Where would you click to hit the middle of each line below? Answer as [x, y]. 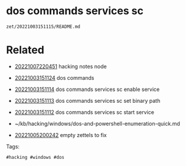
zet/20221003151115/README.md [43, 27]
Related [25, 50]
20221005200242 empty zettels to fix [61, 135]
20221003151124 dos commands [54, 77]
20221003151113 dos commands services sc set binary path [87, 100]
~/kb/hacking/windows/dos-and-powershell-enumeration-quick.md [97, 123]
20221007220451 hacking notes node [61, 66]
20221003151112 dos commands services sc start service [84, 112]
